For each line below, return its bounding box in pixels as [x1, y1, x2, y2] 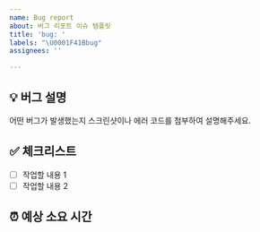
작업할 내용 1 [22, 169, 67, 180]
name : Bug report [9, 13, 74, 22]
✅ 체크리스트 [9, 144, 77, 159]
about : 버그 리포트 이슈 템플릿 [9, 21, 111, 30]
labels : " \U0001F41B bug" [9, 38, 102, 47]
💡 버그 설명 [9, 90, 67, 105]
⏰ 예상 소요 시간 [9, 210, 92, 225]
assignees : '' [9, 47, 63, 56]
